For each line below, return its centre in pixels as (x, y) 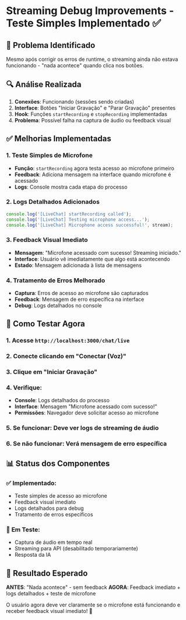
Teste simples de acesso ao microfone (61, 496)
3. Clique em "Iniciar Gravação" (52, 372)
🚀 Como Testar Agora (46, 324)
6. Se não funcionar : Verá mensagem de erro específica (87, 444)
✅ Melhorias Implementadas (59, 139)
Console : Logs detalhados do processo (62, 400)
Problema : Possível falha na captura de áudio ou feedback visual (92, 120)
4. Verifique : (24, 388)
